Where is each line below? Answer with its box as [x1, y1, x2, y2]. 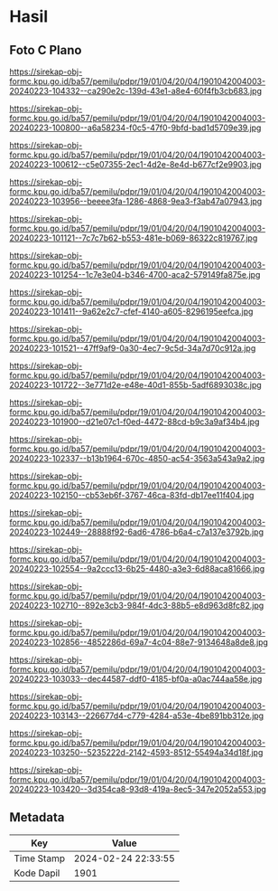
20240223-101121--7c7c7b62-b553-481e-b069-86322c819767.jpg [9, 232, 258, 243]
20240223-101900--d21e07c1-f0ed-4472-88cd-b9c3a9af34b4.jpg [9, 416, 260, 427]
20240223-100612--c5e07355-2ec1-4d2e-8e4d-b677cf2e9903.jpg [9, 159, 262, 169]
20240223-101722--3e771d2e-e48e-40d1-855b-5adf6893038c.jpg [9, 380, 262, 390]
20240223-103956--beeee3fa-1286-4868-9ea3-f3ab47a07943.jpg [9, 196, 263, 206]
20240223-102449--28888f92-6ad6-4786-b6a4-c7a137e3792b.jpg [9, 526, 264, 537]
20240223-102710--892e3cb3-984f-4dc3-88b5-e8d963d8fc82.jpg [9, 600, 264, 611]
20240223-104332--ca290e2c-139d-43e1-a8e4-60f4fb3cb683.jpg [9, 86, 263, 96]
